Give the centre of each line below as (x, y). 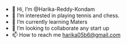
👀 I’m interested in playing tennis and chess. (66, 15)
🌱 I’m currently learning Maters (50, 22)
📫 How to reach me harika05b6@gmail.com (66, 35)
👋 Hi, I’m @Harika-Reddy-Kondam (53, 9)
